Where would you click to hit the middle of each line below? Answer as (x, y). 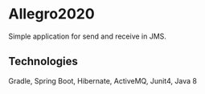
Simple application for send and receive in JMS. (88, 36)
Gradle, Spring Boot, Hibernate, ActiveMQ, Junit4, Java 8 (102, 80)
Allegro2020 (51, 14)
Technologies (43, 61)
